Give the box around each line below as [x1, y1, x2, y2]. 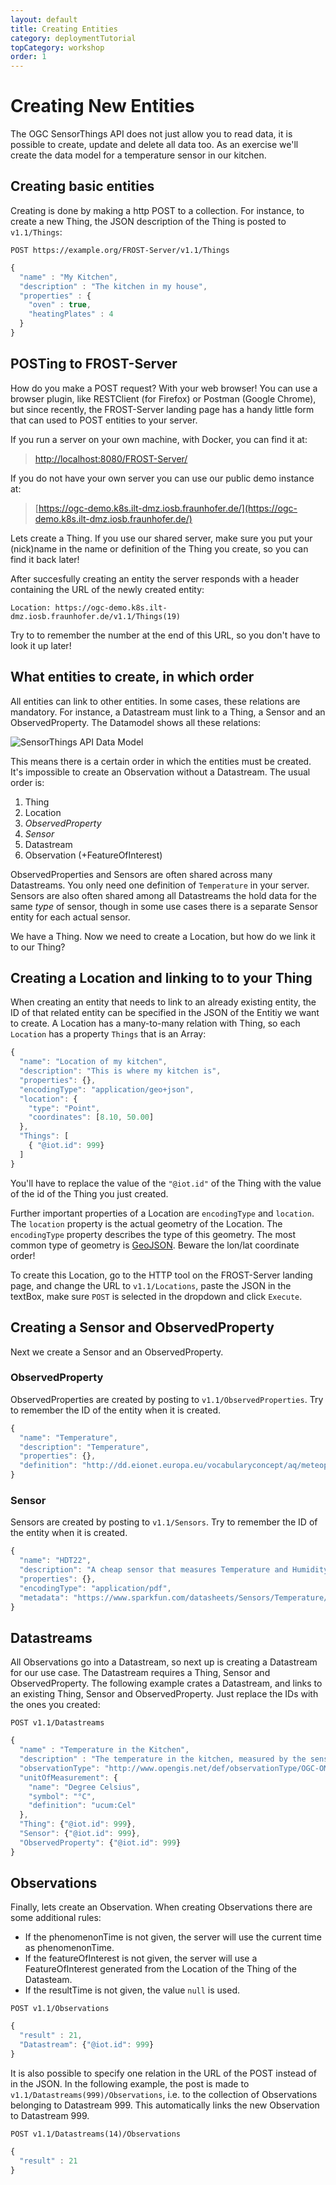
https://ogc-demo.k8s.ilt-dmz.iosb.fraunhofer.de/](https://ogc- [38, 502, 298, 514]
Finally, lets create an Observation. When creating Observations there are [10, 1901, 313, 1913]
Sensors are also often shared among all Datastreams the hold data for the [10, 889, 317, 901]
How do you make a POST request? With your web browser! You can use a [10, 382, 318, 394]
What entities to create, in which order [10, 669, 255, 686]
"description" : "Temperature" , [19, 1442, 150, 1452]
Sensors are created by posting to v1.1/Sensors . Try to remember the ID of [10, 1516, 318, 1528]
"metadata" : [19, 1592, 70, 1603]
